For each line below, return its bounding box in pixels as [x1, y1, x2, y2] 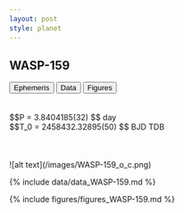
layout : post [9, 14, 58, 23]
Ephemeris [13, 83, 50, 93]
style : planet [9, 23, 63, 33]
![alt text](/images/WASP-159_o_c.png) [9, 160, 152, 170]
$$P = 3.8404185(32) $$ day [9, 112, 117, 123]
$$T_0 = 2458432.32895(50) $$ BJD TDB [9, 121, 165, 133]
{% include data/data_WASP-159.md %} [9, 176, 156, 187]
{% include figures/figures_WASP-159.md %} [9, 194, 176, 205]
